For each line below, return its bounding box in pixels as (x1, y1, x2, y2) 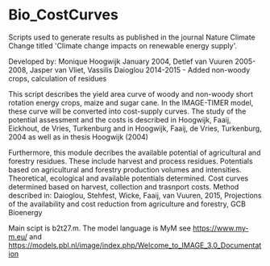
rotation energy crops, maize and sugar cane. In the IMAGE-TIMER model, (8, 98, 254, 107)
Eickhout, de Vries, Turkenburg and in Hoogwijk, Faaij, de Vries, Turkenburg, (8, 123, 262, 133)
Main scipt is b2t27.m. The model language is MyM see (8, 223, 192, 233)
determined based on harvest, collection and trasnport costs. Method (8, 181, 239, 191)
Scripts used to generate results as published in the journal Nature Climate (8, 32, 255, 42)
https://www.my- (193, 223, 249, 233)
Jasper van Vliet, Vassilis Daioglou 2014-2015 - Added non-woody (29, 64, 251, 74)
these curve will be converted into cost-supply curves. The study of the (8, 106, 247, 116)
